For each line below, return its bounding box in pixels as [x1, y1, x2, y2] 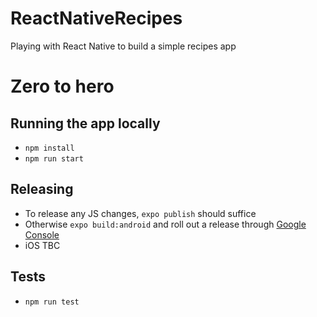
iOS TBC [24, 239, 61, 251]
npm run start [24, 153, 84, 164]
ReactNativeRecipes [10, 7, 183, 30]
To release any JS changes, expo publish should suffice [24, 207, 257, 219]
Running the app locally [10, 115, 161, 132]
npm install [24, 143, 75, 153]
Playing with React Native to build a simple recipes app [10, 40, 237, 52]
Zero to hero [10, 75, 115, 98]
